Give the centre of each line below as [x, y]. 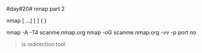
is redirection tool [43, 44]
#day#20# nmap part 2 [36, 9]
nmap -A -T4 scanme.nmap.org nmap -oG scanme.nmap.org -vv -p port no [101, 32]
